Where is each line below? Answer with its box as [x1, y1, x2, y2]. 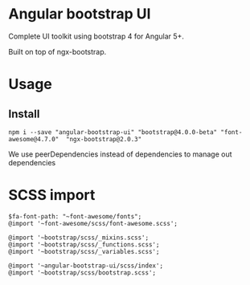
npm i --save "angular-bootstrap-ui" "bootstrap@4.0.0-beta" [8, 128, 218, 136]
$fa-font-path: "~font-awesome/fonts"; [8, 212, 142, 221]
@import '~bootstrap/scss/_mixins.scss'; [8, 234, 150, 242]
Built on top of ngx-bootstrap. [8, 47, 107, 56]
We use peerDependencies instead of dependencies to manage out [8, 149, 232, 159]
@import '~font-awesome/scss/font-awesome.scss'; [8, 219, 178, 227]
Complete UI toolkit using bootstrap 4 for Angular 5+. [8, 31, 185, 41]
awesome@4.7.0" [8, 135, 59, 143]
